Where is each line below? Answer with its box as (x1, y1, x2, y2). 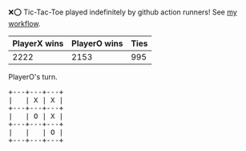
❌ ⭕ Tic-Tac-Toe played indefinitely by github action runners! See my (8, 7, 238, 17)
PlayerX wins (12, 38, 64, 49)
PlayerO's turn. (8, 72, 58, 81)
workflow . (8, 19, 41, 28)
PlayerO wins (71, 38, 123, 49)
